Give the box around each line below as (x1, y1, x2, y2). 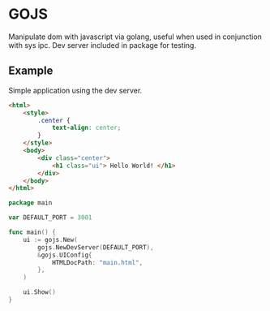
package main (8, 199, 53, 207)
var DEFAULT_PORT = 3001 (8, 214, 92, 222)
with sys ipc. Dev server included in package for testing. (8, 40, 197, 50)
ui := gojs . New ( (23, 235, 79, 244)
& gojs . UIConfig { (37, 251, 92, 259)
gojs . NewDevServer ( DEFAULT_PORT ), (37, 243, 154, 252)
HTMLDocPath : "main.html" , (51, 258, 144, 266)
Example (8, 64, 54, 78)
